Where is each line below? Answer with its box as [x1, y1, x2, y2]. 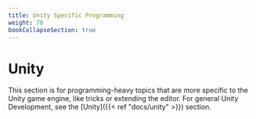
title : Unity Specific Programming [8, 11, 124, 20]
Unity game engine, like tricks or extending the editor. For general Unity [8, 94, 239, 103]
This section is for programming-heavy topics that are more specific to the [8, 85, 249, 95]
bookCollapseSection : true [8, 26, 96, 34]
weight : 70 [8, 19, 44, 27]
